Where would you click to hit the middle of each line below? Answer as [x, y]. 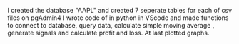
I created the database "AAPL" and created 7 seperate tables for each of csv [120, 10]
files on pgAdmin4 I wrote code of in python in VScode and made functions [118, 18]
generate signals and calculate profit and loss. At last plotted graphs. [108, 33]
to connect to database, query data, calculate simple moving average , [111, 25]
